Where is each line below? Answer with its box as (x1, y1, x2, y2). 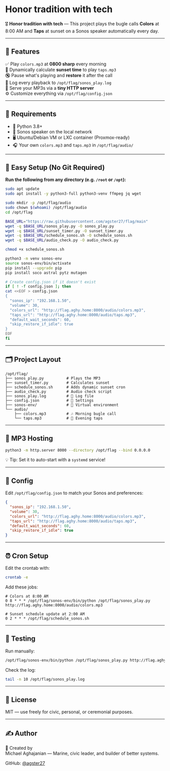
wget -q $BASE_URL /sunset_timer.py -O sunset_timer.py (5, 228, 123, 234)
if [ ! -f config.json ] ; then (5, 284, 71, 289)
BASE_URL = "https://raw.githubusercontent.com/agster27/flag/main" (5, 219, 148, 224)
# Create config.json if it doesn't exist (5, 279, 96, 284)
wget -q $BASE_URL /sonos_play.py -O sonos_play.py (5, 224, 114, 229)
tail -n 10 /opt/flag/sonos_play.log (5, 677, 85, 682)
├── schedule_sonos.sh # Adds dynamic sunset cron (5, 384, 125, 390)
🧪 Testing (5, 635, 36, 643)
